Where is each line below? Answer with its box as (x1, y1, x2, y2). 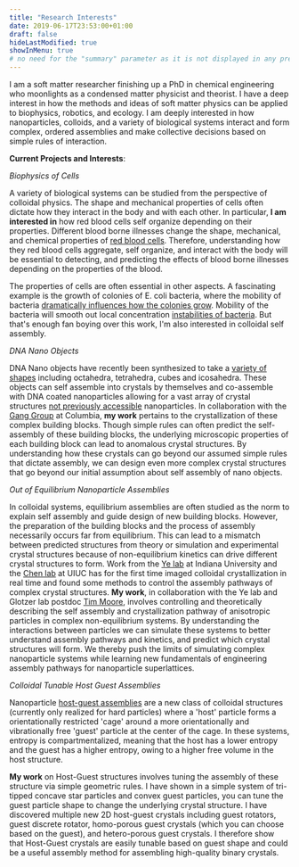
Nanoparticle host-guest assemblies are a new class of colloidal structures (9, 698, 283, 707)
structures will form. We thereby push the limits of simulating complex (9, 644, 265, 654)
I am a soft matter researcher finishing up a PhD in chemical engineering (9, 79, 275, 89)
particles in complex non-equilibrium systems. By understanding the (9, 615, 260, 625)
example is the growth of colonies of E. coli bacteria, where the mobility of (9, 291, 282, 301)
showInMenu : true (9, 46, 74, 55)
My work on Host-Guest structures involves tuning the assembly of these (9, 772, 279, 781)
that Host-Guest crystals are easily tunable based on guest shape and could (9, 838, 288, 848)
